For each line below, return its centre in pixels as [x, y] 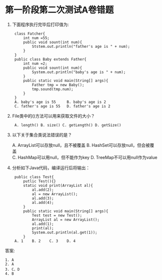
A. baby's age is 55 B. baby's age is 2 [60, 102]
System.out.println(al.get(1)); [64, 232]
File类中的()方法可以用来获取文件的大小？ [54, 116]
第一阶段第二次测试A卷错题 [59, 10]
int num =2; [35, 63]
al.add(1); [43, 224]
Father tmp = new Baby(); [58, 85]
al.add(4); [43, 202]
